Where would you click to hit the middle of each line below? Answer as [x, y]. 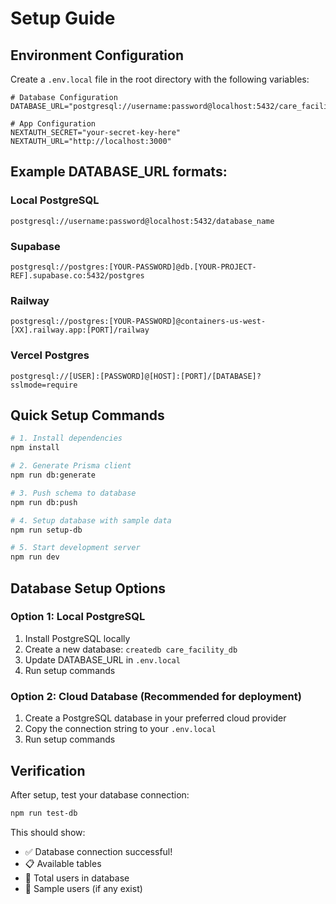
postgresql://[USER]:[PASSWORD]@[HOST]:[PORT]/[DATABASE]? [136, 376]
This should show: [48, 832]
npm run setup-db [46, 530]
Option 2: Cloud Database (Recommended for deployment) [156, 696]
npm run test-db [44, 813]
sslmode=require [44, 385]
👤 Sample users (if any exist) [83, 888]
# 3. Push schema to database [73, 493]
